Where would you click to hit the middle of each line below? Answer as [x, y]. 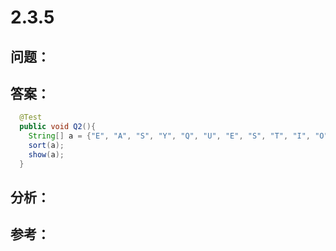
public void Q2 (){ [58, 127]
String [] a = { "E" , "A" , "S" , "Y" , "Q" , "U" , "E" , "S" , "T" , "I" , [170, 136]
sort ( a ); [46, 146]
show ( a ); [46, 154]
